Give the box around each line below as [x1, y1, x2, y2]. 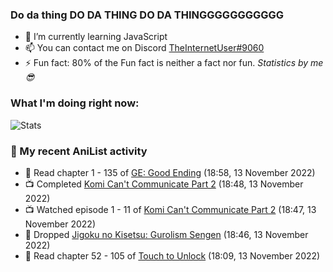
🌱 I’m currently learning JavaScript [24, 31, 168, 43]
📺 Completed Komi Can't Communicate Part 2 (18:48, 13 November [24, 178, 304, 190]
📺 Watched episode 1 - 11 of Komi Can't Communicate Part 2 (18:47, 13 [24, 203, 317, 215]
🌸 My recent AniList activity [10, 144, 148, 158]
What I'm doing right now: [10, 96, 140, 110]
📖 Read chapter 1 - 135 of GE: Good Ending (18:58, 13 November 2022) [24, 166, 316, 178]
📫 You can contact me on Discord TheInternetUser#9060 [24, 42, 265, 54]
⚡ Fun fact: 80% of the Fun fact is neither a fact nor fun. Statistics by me [24, 57, 324, 69]
